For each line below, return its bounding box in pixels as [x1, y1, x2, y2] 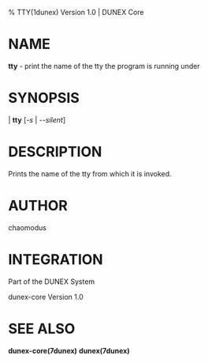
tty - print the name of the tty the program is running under [8, 61, 200, 70]
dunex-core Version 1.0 [8, 292, 84, 301]
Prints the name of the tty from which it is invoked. [8, 168, 172, 178]
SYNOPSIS [8, 89, 80, 107]
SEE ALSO [8, 320, 76, 338]
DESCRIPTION [8, 143, 102, 161]
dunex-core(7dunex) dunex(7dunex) [8, 346, 130, 355]
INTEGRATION [8, 250, 104, 268]
